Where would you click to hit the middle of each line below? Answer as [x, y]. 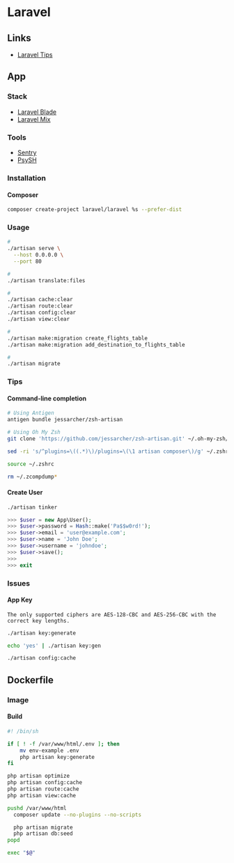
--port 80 [28, 261]
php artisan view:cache [42, 795]
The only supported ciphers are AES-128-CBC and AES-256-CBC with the [112, 615]
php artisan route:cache [43, 789]
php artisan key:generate [57, 757]
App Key [20, 600]
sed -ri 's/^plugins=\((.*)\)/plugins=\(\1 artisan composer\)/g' [106, 451]
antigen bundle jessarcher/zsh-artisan [65, 420]
